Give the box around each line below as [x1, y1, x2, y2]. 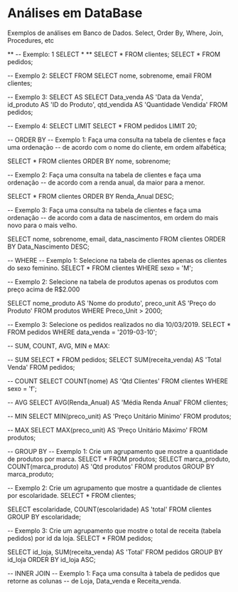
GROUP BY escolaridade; [7, 512, 82, 521]
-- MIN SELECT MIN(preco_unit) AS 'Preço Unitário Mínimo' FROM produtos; [7, 412, 232, 420]
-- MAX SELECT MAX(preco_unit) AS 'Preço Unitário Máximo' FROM [7, 425, 208, 434]
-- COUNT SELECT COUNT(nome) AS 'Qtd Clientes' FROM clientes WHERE [7, 376, 229, 385]
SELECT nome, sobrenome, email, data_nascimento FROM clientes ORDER [7, 234, 226, 243]
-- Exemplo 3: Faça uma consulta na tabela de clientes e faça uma [7, 205, 201, 214]
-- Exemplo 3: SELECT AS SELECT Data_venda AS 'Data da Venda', [7, 93, 204, 101]
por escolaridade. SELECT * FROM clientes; [7, 491, 136, 499]
